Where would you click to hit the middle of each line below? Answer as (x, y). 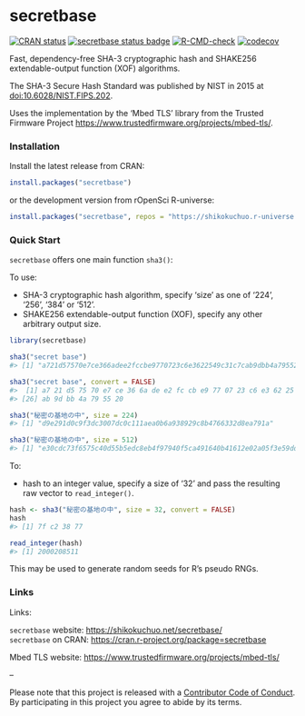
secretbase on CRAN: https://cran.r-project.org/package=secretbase (138, 639)
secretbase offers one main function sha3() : (91, 260)
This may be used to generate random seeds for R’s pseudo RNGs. (134, 569)
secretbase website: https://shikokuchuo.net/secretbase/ (116, 630)
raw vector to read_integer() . (78, 493)
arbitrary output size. (62, 324)
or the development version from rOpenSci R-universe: (112, 200)
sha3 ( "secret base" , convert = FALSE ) (83, 382)
